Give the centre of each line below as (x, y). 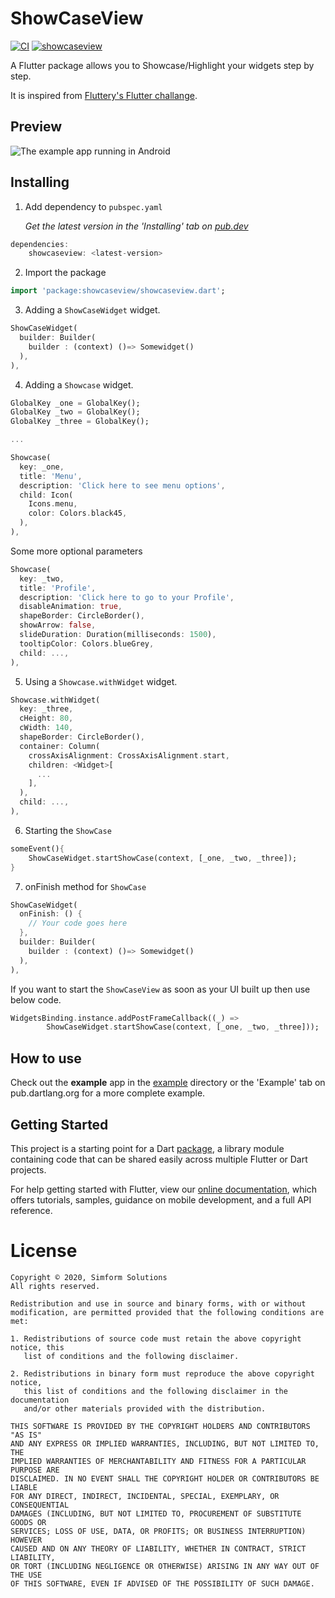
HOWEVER (26, 1540)
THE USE (26, 1575)
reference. (31, 1210)
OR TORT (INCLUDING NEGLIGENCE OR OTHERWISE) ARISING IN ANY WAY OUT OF (165, 1566)
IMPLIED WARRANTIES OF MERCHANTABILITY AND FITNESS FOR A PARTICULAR (158, 1461)
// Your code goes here (78, 923)
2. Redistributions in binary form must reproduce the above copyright (162, 1373)
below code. (36, 999)
